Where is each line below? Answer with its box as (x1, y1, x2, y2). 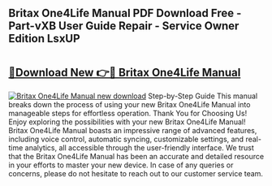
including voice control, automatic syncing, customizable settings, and (8, 134, 244, 144)
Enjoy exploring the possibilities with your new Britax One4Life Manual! (8, 117, 246, 127)
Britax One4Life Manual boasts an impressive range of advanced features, (8, 126, 257, 135)
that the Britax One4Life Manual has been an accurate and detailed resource (8, 152, 265, 161)
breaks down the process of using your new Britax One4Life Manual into (8, 100, 251, 109)
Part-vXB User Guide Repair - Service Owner (8, 19, 240, 33)
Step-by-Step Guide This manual (147, 91, 258, 101)
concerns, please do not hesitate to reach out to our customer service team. (8, 169, 264, 178)
